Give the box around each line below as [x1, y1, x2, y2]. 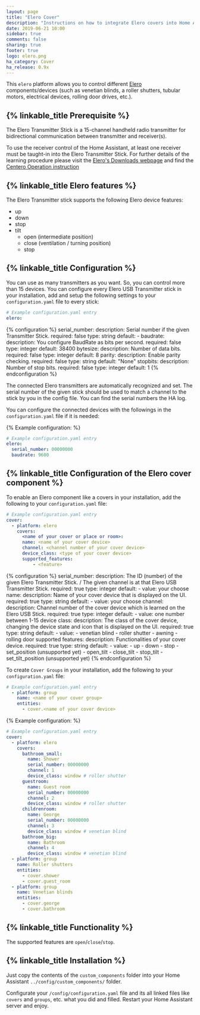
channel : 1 [27, 768, 55, 773]
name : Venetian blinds [17, 889, 73, 895]
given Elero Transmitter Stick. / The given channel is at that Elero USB [6, 578, 177, 586]
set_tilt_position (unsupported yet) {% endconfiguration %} [6, 654, 151, 662]
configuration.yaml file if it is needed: [6, 412, 99, 419]
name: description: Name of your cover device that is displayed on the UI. [6, 591, 187, 598]
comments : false [6, 36, 46, 42]
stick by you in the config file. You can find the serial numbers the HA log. [6, 394, 187, 401]
